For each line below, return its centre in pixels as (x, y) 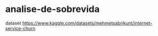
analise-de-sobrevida (53, 9)
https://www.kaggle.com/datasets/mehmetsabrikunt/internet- (87, 23)
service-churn (21, 28)
